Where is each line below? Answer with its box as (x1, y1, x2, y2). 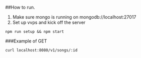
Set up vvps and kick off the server (12, 20, 86, 25)
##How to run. (5, 5, 35, 10)
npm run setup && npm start (5, 29, 64, 34)
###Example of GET (5, 38, 47, 44)
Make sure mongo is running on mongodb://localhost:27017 (12, 14, 136, 20)
